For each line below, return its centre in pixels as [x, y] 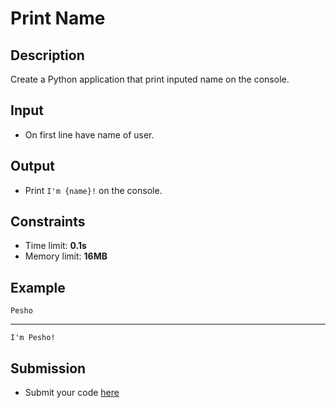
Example [38, 287]
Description [47, 55]
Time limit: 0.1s [55, 246]
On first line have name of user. [89, 134]
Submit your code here [72, 393]
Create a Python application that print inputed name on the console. [150, 79]
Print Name [58, 18]
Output [32, 166]
